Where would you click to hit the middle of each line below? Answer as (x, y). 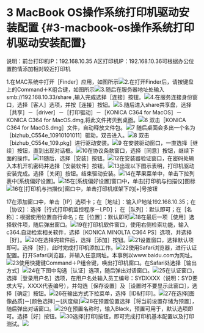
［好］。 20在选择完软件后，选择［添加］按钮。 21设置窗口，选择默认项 (100, 240)
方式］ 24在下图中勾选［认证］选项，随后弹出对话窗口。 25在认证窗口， (102, 270)
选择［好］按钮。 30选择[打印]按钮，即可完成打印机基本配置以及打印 (105, 316)
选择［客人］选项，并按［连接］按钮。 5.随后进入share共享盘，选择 (104, 104)
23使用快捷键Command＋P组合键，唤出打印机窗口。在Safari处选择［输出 (105, 263)
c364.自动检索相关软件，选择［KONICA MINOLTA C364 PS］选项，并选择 (99, 232)
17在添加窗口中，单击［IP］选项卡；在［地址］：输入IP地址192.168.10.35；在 (101, 202)
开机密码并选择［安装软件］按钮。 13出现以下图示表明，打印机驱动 (108, 166)
